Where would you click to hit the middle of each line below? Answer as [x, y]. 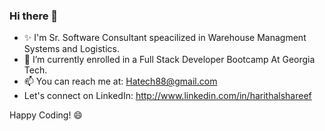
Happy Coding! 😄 [46, 115]
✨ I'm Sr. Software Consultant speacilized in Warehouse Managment [165, 38]
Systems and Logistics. [71, 49]
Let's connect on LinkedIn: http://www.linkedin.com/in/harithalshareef [167, 96]
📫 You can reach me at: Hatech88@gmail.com [120, 81]
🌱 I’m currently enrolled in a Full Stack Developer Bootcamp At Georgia [169, 60]
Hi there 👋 [34, 16]
